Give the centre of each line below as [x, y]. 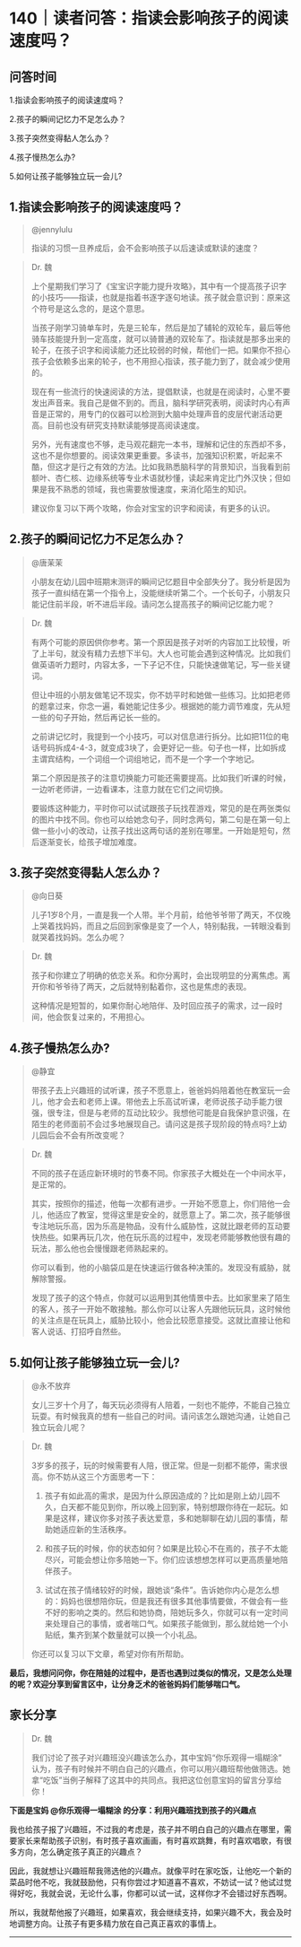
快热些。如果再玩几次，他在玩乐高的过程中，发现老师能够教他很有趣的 [161, 1237]
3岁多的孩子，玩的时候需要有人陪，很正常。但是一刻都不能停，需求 [155, 1466]
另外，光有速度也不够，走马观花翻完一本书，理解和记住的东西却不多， [161, 444]
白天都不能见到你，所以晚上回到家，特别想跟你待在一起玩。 [170, 1507]
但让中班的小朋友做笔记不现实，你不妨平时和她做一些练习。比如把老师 [161, 694]
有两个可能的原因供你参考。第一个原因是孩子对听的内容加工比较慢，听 [161, 642]
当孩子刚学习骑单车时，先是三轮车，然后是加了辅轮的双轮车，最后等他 [161, 327]
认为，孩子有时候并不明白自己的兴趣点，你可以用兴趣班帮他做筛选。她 [161, 1768]
